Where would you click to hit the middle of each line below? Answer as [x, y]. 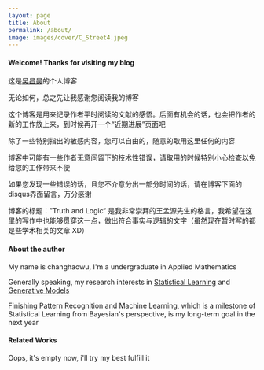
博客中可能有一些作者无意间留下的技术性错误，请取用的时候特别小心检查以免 [132, 157]
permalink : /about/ [40, 30]
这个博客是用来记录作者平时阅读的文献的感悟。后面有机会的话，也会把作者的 [132, 114]
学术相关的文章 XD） [55, 231]
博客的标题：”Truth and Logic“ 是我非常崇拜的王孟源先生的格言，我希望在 [127, 211]
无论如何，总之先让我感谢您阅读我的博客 [73, 98]
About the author [37, 250]
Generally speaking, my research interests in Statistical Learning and [119, 282]
